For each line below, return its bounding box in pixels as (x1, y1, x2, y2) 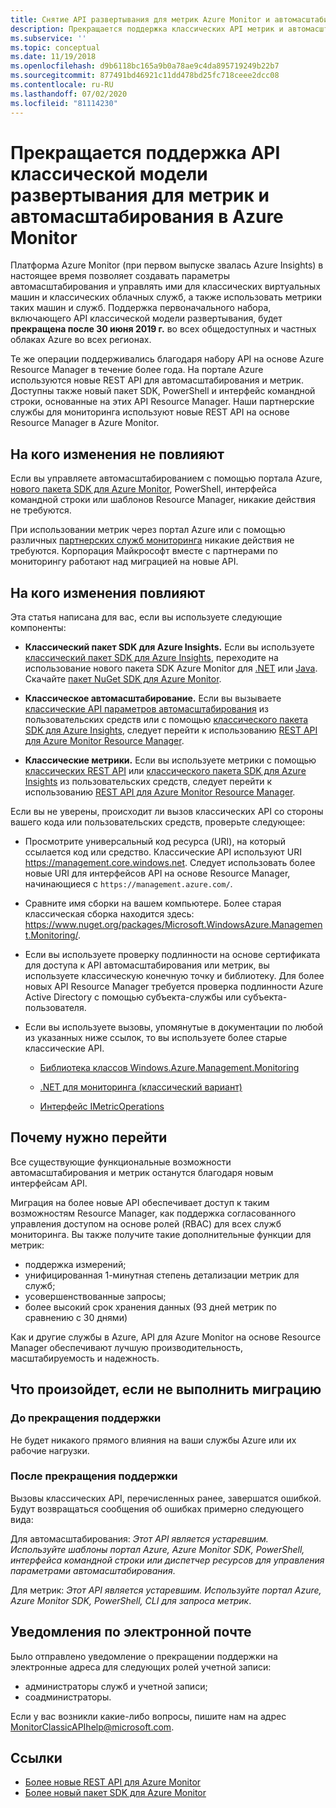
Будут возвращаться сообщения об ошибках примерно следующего (10, 1502, 305, 1515)
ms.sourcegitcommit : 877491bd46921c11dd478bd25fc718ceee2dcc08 (10, 71, 280, 81)
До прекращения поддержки (10, 1411, 162, 1425)
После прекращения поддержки (10, 1469, 178, 1483)
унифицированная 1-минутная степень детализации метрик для (24, 1269, 300, 1281)
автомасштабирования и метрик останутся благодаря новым (10, 1166, 274, 1178)
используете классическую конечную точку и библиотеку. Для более (24, 970, 325, 982)
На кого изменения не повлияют (10, 446, 225, 463)
